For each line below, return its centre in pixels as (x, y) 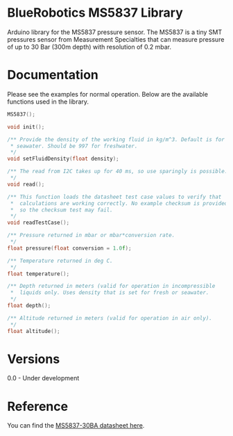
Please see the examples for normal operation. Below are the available (107, 94)
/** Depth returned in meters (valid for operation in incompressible (111, 286)
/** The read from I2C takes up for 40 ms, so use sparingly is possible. (118, 172)
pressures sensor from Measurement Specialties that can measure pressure (116, 39)
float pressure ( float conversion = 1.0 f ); (69, 248)
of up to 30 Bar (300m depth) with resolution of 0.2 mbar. (89, 47)
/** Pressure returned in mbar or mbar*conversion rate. (91, 235)
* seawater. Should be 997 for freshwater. (74, 146)
